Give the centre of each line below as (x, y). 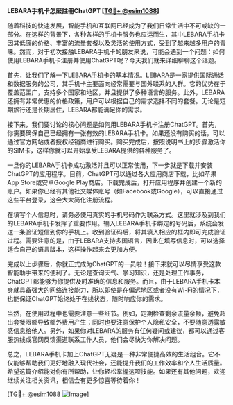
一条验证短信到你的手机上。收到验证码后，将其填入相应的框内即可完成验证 (119, 232)
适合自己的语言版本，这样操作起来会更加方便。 (74, 249)
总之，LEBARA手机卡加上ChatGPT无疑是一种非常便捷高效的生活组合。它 (111, 354)
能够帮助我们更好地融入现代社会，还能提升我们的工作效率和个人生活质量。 (119, 363)
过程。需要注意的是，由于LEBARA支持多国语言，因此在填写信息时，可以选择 (116, 241)
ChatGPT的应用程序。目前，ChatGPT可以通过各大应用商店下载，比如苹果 (112, 174)
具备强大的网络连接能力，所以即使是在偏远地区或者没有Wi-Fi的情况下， (121, 290)
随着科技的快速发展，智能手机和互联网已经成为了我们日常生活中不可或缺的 (113, 26)
